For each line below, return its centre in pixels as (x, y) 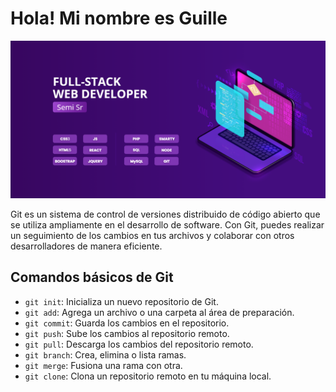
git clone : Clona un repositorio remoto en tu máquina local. (148, 376)
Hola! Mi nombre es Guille (119, 18)
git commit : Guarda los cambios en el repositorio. (127, 323)
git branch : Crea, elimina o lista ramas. (105, 354)
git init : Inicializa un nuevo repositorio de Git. (121, 301)
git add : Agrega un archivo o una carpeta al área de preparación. (159, 312)
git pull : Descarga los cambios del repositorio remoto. (139, 344)
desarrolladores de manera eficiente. (86, 246)
